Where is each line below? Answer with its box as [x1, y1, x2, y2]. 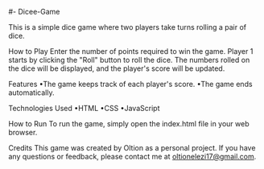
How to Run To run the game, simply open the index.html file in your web [8, 119, 250, 128]
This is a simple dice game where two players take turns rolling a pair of [8, 23, 247, 31]
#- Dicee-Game [8, 7, 60, 16]
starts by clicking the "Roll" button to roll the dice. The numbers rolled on [8, 56, 250, 64]
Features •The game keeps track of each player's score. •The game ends [8, 80, 253, 89]
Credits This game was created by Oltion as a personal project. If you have [8, 143, 256, 152]
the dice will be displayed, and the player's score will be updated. [8, 64, 225, 73]
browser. [8, 128, 38, 137]
